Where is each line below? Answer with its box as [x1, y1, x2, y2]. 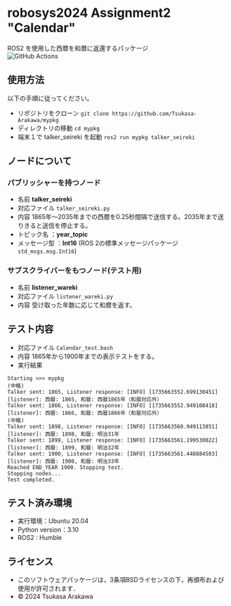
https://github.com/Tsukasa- [112, 110, 197, 117]
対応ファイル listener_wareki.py [17, 291, 114, 300]
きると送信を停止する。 [23, 221, 92, 230]
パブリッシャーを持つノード [7, 178, 101, 187]
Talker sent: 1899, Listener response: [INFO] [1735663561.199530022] [7, 437, 218, 444]
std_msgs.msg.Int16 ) [17, 247, 77, 256]
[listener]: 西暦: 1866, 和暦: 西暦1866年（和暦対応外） [7, 409, 163, 416]
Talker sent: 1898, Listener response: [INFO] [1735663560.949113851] [7, 423, 218, 430]
